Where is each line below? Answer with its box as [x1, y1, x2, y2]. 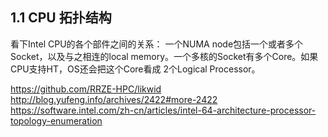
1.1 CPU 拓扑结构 [10, 9, 112, 27]
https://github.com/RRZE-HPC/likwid [10, 83, 162, 95]
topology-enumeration [10, 114, 103, 127]
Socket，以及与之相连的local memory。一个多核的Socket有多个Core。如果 [10, 50, 319, 62]
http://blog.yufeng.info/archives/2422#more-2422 [10, 93, 218, 105]
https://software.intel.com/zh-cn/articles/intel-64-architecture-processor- [10, 104, 317, 116]
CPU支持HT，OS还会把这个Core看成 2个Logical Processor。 [10, 63, 261, 75]
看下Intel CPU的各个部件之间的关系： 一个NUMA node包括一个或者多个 [10, 38, 304, 50]
